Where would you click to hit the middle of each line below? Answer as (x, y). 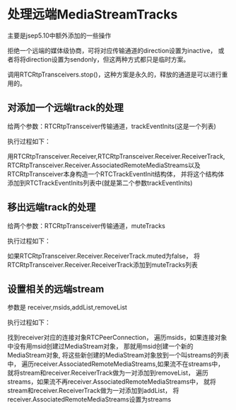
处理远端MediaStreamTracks (93, 15)
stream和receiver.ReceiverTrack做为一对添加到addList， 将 (93, 391)
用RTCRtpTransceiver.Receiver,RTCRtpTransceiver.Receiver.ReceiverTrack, (116, 156)
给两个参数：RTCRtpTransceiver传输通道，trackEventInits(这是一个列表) (112, 126)
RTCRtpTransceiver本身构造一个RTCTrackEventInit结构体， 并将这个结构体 (116, 173)
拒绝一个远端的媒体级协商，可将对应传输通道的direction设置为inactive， (112, 50)
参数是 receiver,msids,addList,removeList (67, 307)
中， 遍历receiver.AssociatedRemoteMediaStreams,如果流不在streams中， (116, 364)
